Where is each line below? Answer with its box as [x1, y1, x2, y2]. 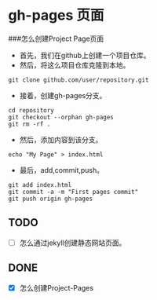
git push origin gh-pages [8, 195, 93, 203]
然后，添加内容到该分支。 [19, 134, 103, 145]
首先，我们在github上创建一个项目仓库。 [19, 50, 151, 60]
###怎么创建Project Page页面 [8, 34, 104, 43]
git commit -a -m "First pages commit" [8, 188, 139, 196]
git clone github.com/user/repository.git [8, 75, 149, 84]
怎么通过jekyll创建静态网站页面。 [19, 238, 126, 247]
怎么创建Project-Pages [19, 283, 94, 292]
